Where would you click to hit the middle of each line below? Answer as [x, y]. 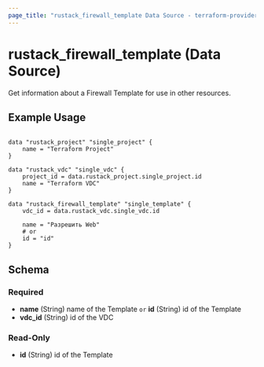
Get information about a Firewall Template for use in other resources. [120, 93]
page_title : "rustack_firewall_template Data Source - [100, 15]
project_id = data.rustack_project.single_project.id [112, 177]
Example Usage [47, 117]
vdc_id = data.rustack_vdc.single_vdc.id [91, 211]
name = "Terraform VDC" [61, 184]
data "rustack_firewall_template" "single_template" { [100, 204]
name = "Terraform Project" [68, 149]
